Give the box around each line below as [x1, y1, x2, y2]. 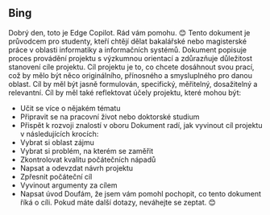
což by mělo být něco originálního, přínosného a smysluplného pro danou [8, 70, 252, 80]
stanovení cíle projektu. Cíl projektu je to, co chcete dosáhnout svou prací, [8, 62, 255, 72]
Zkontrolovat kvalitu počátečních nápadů [19, 155, 156, 164]
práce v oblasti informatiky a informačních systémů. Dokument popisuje [8, 44, 247, 55]
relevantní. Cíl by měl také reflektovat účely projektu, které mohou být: [8, 88, 242, 97]
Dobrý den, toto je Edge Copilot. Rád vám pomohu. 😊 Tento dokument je [8, 27, 251, 37]
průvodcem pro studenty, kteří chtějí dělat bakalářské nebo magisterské [8, 36, 247, 46]
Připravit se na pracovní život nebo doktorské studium [19, 112, 200, 122]
